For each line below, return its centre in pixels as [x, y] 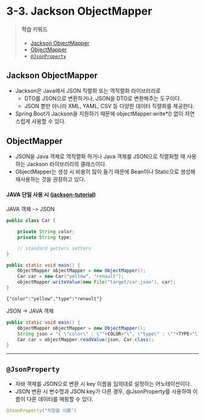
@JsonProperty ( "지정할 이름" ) [41, 411]
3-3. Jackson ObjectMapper [79, 11]
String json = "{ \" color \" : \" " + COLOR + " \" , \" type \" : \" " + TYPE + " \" [109, 334]
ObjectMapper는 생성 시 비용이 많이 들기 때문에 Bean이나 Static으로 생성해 [105, 172]
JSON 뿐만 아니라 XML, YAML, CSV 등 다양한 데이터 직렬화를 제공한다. [109, 106]
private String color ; [46, 232]
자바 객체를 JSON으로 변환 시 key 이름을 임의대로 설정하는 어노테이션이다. [103, 384]
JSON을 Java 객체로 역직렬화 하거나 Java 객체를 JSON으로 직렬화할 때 [100, 156]
